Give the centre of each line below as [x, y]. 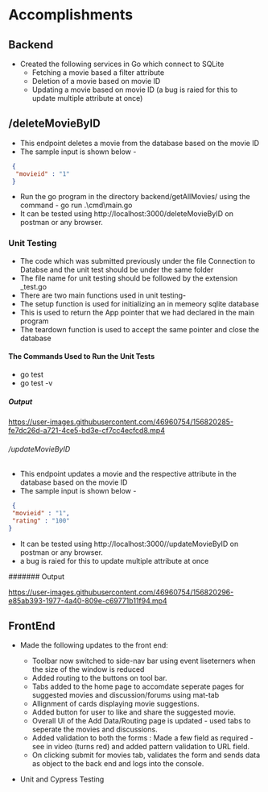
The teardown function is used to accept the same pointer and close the [140, 329]
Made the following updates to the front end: [94, 645]
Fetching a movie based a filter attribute [98, 73]
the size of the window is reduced [88, 669]
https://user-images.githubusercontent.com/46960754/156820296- [121, 592]
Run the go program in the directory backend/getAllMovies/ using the [135, 197]
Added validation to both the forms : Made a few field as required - [142, 738]
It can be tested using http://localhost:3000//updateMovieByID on [129, 544]
